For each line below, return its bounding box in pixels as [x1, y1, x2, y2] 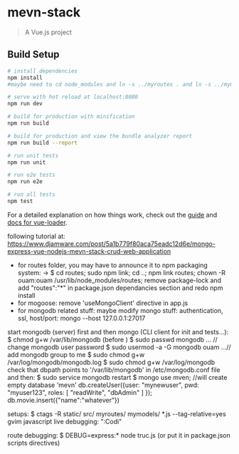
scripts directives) [7, 438, 60, 447]
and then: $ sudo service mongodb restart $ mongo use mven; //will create [7, 373, 228, 381]
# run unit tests [7, 152, 59, 159]
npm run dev [7, 100, 43, 108]
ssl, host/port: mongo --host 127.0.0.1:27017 [17, 314, 146, 322]
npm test [7, 197, 33, 205]
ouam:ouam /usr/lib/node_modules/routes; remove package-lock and [17, 276, 222, 284]
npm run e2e [7, 178, 43, 185]
